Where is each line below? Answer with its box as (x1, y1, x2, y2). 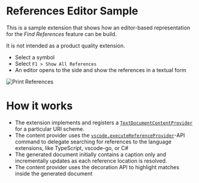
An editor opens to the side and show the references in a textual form (14, 66, 187, 73)
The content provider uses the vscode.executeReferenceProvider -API (14, 131, 185, 139)
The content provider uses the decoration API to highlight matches (14, 163, 180, 170)
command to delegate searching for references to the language (14, 138, 172, 145)
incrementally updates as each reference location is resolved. (14, 157, 167, 164)
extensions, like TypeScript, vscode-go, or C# (14, 144, 129, 151)
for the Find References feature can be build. (6, 30, 117, 37)
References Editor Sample (6, 4, 138, 18)
